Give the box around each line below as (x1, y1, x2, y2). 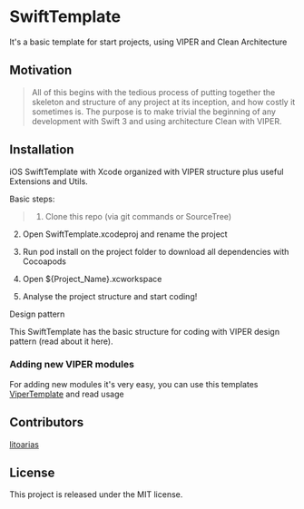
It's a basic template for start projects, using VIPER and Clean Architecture (9, 36, 288, 47)
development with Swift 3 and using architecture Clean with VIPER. (31, 115, 282, 126)
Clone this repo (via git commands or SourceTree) (44, 210, 232, 221)
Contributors (9, 415, 84, 430)
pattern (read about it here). (9, 336, 113, 347)
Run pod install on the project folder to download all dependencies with (22, 246, 289, 257)
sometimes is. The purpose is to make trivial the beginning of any (31, 106, 277, 117)
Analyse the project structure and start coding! (22, 290, 198, 301)
